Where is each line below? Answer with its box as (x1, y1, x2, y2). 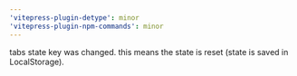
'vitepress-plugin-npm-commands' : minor (9, 22, 165, 31)
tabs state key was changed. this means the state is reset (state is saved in (9, 46, 289, 57)
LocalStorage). (9, 56, 65, 67)
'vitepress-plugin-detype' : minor (9, 13, 140, 23)
